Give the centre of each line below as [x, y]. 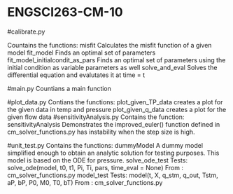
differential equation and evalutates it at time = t [76, 75]
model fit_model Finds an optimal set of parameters [82, 53]
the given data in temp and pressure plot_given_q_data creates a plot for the [117, 109]
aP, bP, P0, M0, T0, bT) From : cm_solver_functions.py [85, 182]
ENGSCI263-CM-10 [65, 12]
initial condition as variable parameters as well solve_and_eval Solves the [112, 67]
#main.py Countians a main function [59, 88]
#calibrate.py [26, 32]
